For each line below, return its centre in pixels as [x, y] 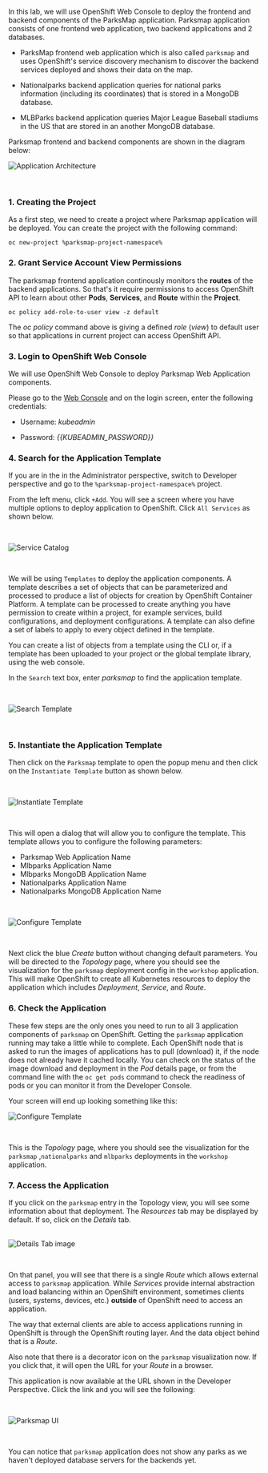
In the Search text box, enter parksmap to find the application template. [125, 678]
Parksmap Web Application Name [75, 858]
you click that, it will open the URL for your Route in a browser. [111, 1366]
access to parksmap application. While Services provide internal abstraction [132, 1283]
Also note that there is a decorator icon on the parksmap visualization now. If [133, 1357]
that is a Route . [33, 1342]
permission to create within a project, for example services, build [115, 613]
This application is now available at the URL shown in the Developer [120, 1381]
